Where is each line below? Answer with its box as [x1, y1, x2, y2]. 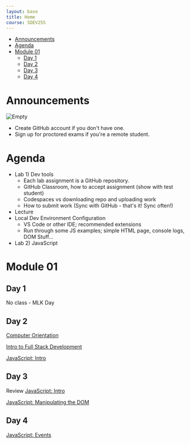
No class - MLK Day [6, 299, 55, 306]
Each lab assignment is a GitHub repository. [23, 177, 129, 184]
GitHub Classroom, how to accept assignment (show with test [23, 183, 174, 191]
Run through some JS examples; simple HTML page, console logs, [23, 227, 185, 234]
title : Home [6, 14, 35, 20]
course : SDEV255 [6, 19, 46, 25]
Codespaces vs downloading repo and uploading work [23, 196, 156, 203]
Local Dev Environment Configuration [14, 215, 106, 222]
